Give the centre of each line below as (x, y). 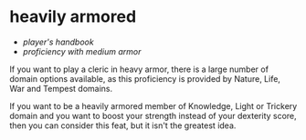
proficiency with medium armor (82, 51)
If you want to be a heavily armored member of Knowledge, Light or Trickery (153, 105)
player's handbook (58, 42)
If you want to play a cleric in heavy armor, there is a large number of (139, 69)
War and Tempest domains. (61, 88)
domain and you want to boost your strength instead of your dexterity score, (153, 115)
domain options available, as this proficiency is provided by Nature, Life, (145, 78)
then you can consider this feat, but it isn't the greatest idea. (123, 125)
